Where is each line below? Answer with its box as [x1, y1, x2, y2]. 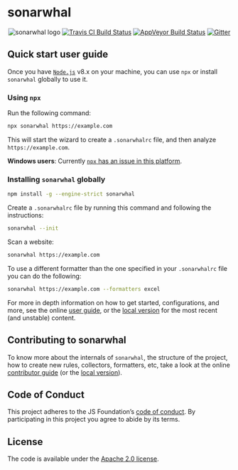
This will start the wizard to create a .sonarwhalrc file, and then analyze [7, 135, 217, 144]
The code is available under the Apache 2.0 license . [7, 454, 160, 463]
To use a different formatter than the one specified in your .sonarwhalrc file [7, 264, 227, 272]
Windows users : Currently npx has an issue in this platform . [7, 156, 183, 165]
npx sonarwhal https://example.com [7, 122, 113, 130]
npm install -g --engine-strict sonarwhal [7, 191, 135, 198]
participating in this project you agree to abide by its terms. [7, 415, 180, 424]
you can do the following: [7, 272, 82, 280]
